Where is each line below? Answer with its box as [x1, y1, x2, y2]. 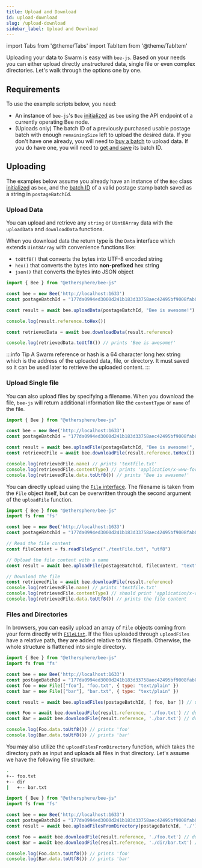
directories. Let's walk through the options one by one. [6, 67, 142, 74]
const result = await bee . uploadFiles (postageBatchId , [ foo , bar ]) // [6, 699, 192, 705]
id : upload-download [6, 14, 58, 21]
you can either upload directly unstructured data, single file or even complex [6, 60, 195, 68]
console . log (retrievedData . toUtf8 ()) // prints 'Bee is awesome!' [6, 340, 176, 346]
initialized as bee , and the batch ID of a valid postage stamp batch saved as [6, 183, 192, 191]
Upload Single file [6, 378, 59, 387]
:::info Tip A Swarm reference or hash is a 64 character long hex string [6, 351, 181, 358]
